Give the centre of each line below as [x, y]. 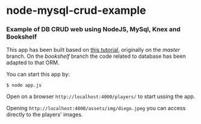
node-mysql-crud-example [76, 11]
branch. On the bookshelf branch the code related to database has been [96, 56]
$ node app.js [24, 85]
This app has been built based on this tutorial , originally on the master [93, 50]
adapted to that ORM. [33, 63]
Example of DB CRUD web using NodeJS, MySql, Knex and [94, 29]
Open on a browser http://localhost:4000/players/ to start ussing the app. [101, 96]
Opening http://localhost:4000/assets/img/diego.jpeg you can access [96, 108]
